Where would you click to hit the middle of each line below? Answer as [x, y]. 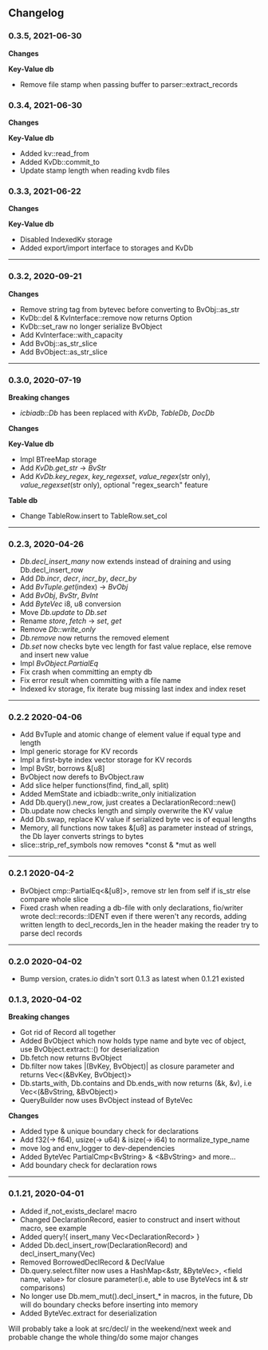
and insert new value [54, 655]
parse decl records [51, 933]
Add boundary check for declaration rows [88, 1165]
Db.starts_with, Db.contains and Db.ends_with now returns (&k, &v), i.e [136, 1084]
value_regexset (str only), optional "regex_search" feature [114, 485]
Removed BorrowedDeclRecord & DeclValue [92, 1262]
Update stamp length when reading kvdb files [95, 170]
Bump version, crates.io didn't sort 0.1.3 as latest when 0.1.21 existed [132, 979]
